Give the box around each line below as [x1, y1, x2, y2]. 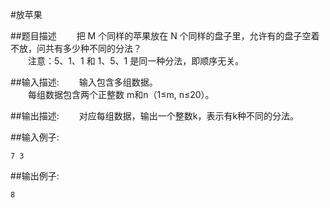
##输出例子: [10, 170, 60, 182]
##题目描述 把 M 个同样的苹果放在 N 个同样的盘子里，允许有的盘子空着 [10, 30, 320, 42]
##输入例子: [10, 131, 60, 143]
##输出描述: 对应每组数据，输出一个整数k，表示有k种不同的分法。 [10, 110, 300, 122]
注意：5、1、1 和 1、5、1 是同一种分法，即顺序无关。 [27, 55, 245, 67]
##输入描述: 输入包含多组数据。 [10, 76, 158, 88]
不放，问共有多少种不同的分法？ [10, 43, 142, 54]
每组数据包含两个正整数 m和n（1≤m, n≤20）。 [27, 89, 215, 100]
